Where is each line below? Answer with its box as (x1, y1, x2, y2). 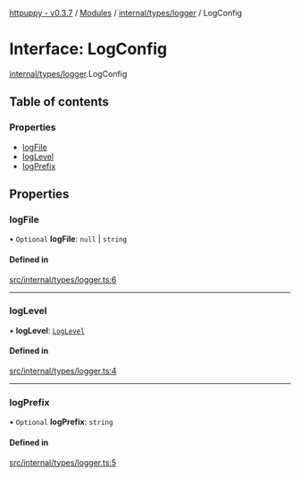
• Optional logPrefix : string (9, 416, 113, 428)
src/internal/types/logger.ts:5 (9, 456, 117, 468)
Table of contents (9, 94, 109, 110)
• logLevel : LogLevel (9, 325, 85, 336)
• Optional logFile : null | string (9, 234, 128, 244)
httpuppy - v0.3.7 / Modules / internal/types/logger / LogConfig (9, 8, 243, 18)
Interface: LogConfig (9, 39, 168, 59)
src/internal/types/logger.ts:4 (9, 366, 118, 377)
